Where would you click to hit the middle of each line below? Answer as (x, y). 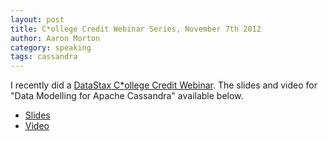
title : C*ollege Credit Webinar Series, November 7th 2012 (136, 29)
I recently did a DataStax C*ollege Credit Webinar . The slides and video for (164, 85)
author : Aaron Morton (55, 38)
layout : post (37, 19)
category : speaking (51, 47)
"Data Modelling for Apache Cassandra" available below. (127, 96)
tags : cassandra (44, 57)
